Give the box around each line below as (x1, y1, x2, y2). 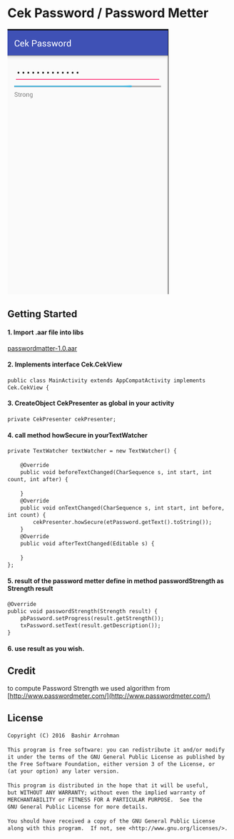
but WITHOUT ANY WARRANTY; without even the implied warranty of (7, 789, 205, 796)
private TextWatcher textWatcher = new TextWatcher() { (7, 448, 177, 455)
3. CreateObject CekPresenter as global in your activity (7, 399, 175, 408)
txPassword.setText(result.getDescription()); (20, 622, 161, 629)
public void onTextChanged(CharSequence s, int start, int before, (20, 505, 225, 512)
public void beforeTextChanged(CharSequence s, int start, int (20, 469, 213, 476)
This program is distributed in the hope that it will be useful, (7, 782, 209, 789)
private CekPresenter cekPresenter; (7, 416, 116, 423)
